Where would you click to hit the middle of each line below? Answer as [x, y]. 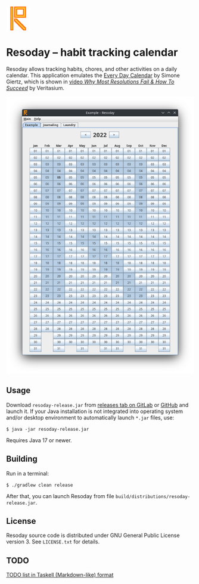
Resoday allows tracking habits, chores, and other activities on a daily [92, 69]
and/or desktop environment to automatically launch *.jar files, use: [90, 417]
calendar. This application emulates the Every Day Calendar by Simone [93, 75]
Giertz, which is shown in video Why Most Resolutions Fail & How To [90, 82]
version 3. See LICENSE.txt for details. [53, 542]
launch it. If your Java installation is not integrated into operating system [95, 411]
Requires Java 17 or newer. [39, 440]
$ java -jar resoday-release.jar [48, 429]
